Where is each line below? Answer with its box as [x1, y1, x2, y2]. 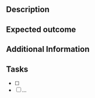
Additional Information [6, 44, 90, 54]
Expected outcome [6, 24, 76, 34]
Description [6, 5, 50, 15]
